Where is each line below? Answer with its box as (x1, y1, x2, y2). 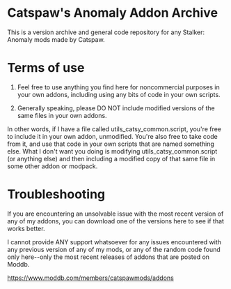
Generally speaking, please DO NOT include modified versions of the (17, 103, 216, 112)
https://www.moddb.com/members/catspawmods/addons (7, 274, 174, 282)
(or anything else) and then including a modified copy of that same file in (7, 154, 216, 163)
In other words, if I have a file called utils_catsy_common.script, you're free (7, 124, 221, 133)
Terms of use (7, 60, 85, 76)
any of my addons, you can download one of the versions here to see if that (7, 216, 225, 225)
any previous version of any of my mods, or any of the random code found (7, 245, 221, 253)
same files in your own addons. (17, 111, 107, 119)
